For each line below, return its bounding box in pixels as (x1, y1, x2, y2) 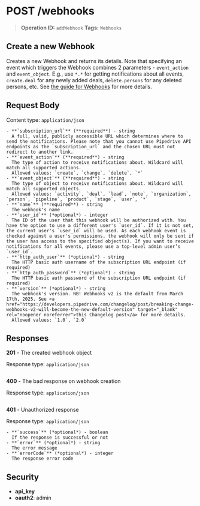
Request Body (6, 100, 60, 110)
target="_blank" (137, 306, 178, 313)
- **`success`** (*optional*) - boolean (6, 429, 109, 436)
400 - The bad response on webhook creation (6, 378, 121, 385)
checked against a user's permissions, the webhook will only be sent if (6, 233, 195, 239)
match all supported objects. (6, 185, 82, 191)
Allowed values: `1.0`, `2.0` (11, 317, 87, 323)
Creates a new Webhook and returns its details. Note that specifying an (6, 57, 183, 64)
